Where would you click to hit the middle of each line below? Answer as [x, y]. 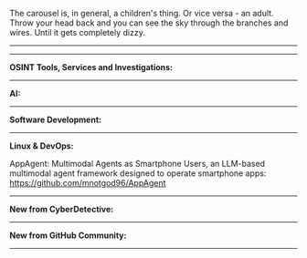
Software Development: [56, 119]
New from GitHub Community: [68, 235]
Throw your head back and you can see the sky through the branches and [149, 23]
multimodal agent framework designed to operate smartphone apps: [138, 173]
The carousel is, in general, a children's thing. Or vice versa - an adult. [142, 13]
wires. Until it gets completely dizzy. [78, 32]
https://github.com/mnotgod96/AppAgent [88, 183]
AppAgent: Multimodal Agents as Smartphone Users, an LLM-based [138, 164]
